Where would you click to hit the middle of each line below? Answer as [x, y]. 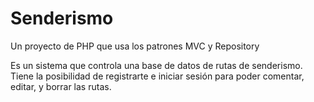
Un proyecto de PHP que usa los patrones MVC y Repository [135, 46]
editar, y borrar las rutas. [61, 86]
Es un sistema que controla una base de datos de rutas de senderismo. [156, 65]
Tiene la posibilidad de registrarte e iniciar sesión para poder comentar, [157, 76]
